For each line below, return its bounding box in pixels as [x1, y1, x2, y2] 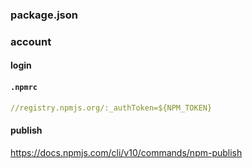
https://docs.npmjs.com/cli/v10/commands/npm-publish [10, 146, 243, 158]
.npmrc [10, 83, 38, 93]
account [10, 34, 52, 48]
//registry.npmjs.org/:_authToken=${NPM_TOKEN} [10, 103, 213, 113]
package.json [10, 8, 78, 22]
